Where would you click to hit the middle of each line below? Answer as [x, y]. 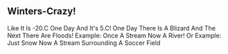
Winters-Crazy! [42, 11]
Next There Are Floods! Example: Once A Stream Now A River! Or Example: [114, 35]
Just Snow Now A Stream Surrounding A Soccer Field [84, 43]
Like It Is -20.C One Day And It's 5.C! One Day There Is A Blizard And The [112, 28]
